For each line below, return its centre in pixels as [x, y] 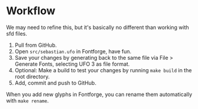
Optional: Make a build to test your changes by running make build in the [103, 70]
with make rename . [28, 100]
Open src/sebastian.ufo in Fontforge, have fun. [73, 51]
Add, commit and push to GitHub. [55, 83]
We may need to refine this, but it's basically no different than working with [98, 27]
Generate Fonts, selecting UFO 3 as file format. [72, 64]
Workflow [31, 11]
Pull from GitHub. [36, 45]
